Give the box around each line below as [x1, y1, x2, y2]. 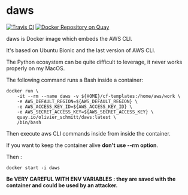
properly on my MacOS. [6, 64, 65, 72]
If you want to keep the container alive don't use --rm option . [6, 142, 159, 149]
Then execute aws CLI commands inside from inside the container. [6, 130, 171, 137]
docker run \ [6, 88, 39, 94]
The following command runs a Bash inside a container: [6, 76, 144, 83]
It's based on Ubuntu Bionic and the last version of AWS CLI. [6, 46, 156, 54]
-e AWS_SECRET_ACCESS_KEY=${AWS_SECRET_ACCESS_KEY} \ [17, 109, 154, 115]
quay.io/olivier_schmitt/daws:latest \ [17, 114, 117, 120]
